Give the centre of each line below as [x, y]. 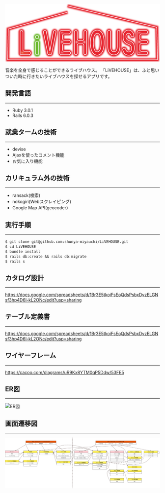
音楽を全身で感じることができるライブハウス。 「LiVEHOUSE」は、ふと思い [82, 70]
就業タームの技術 [31, 132]
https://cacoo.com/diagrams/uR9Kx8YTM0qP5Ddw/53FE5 [65, 372]
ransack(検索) [26, 195]
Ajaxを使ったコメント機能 [38, 155]
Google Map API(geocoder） [41, 208]
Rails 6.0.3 [23, 115]
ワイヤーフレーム [31, 356]
